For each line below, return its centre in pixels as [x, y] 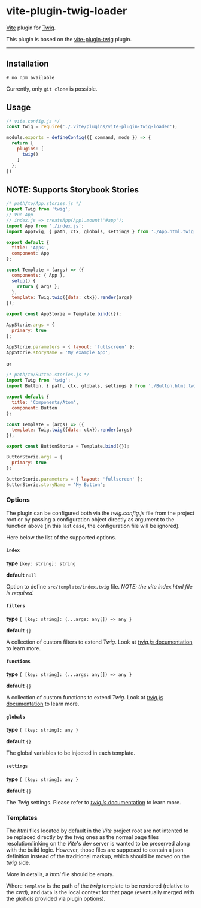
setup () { [24, 281]
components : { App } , [39, 275]
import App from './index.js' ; [45, 226]
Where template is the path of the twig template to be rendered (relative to [98, 886]
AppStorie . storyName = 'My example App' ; [59, 352]
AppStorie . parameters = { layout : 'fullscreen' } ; [71, 347]
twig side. [18, 862]
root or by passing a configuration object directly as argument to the [90, 519]
